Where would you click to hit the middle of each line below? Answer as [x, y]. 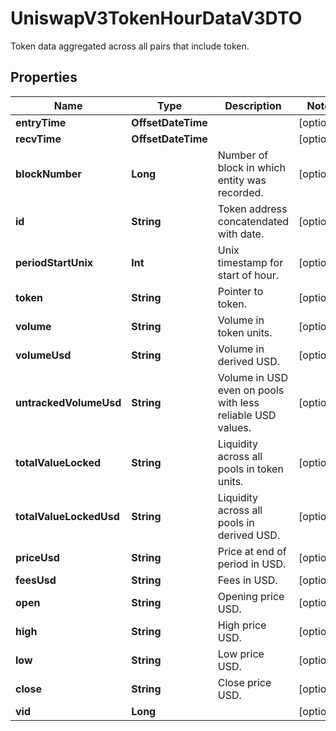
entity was [242, 180]
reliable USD [247, 415]
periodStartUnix [54, 262]
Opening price [251, 596]
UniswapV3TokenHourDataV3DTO [156, 18]
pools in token [250, 469]
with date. [241, 234]
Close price [244, 682]
